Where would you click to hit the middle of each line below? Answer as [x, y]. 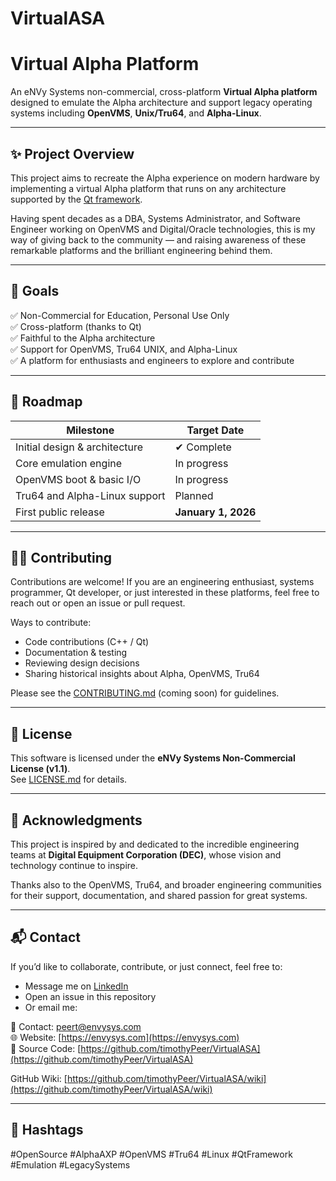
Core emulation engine [69, 463]
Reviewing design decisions [82, 663]
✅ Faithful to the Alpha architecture [83, 338]
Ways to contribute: [51, 623]
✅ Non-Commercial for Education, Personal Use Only [120, 315]
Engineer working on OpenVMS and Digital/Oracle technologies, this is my [163, 229]
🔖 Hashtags [47, 1130]
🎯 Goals [35, 291]
